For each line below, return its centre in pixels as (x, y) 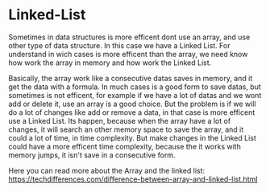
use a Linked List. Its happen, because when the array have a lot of (120, 121)
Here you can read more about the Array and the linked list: (107, 170)
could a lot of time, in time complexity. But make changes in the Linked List (132, 137)
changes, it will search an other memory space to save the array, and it (126, 129)
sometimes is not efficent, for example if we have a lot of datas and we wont (135, 95)
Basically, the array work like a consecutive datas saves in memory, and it (131, 78)
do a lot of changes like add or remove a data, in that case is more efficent (132, 112)
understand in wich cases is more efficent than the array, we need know (128, 54)
